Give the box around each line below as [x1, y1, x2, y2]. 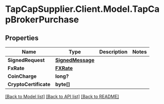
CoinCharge [7, 73, 37, 80]
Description [99, 49, 128, 55]
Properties [5, 34, 39, 42]
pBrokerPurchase [5, 14, 80, 25]
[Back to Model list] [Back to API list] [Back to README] [5, 94, 119, 100]
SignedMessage [55, 57, 94, 63]
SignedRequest [7, 57, 45, 63]
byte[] [55, 81, 71, 88]
